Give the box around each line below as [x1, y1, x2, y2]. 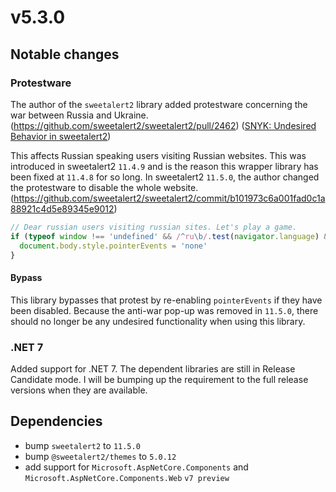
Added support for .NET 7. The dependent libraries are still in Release [10, 362, 296, 375]
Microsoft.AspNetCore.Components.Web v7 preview [24, 473, 230, 483]
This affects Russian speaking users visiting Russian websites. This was [10, 149, 307, 161]
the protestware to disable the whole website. [10, 181, 199, 193]
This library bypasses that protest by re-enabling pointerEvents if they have [10, 294, 323, 306]
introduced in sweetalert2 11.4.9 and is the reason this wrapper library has [10, 160, 319, 172]
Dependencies [10, 413, 103, 430]
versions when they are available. [10, 384, 148, 396]
